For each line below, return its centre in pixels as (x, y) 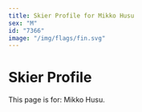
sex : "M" (23, 23)
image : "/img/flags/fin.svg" (57, 38)
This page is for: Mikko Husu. (57, 100)
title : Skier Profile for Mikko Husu (71, 16)
